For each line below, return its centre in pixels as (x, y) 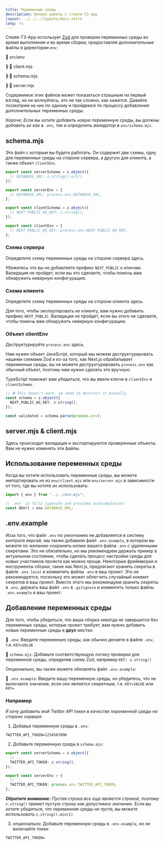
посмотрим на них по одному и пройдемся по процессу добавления (77, 105)
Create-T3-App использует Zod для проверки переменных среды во (77, 37)
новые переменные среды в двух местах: (50, 630)
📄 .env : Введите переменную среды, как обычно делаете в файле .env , (80, 639)
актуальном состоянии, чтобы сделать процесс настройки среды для (79, 556)
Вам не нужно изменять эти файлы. (43, 448)
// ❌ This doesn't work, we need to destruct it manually (66, 393)
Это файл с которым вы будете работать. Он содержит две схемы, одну (81, 153)
